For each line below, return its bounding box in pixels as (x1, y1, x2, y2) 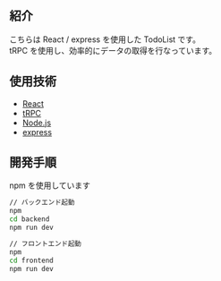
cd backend (9, 215, 50, 224)
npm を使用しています (9, 180, 91, 191)
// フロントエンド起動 (9, 239, 82, 248)
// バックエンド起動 (9, 198, 75, 208)
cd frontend (9, 256, 54, 265)
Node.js (21, 117, 52, 128)
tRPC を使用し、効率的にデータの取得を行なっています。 (9, 45, 217, 55)
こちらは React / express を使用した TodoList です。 (9, 34, 201, 45)
